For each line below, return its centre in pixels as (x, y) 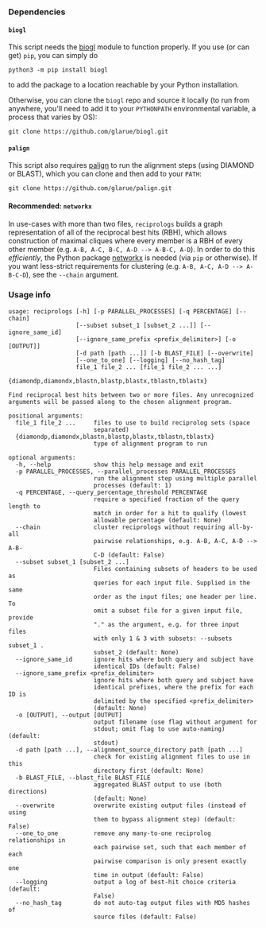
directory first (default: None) (148, 771)
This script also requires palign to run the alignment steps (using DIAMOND (131, 165)
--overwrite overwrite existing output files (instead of (131, 806)
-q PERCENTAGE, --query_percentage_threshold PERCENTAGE (112, 492)
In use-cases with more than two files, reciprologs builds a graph (116, 223)
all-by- (241, 527)
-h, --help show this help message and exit (110, 464)
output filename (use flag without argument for (175, 722)
